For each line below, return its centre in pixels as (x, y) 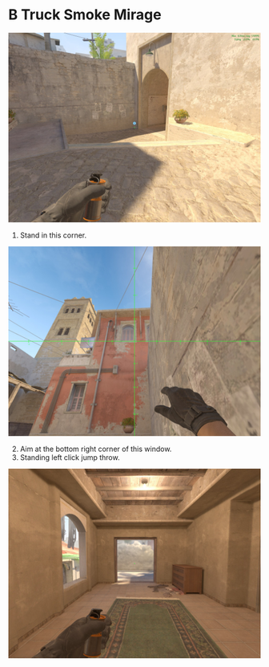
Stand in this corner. (53, 235)
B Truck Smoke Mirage (85, 15)
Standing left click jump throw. (70, 457)
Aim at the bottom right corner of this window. (96, 449)
